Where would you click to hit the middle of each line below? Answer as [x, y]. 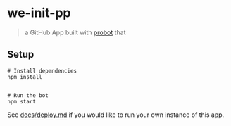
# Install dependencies [42, 71]
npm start [22, 101]
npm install [25, 77]
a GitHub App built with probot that [75, 32]
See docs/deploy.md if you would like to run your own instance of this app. [116, 115]
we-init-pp [39, 13]
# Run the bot [28, 95]
